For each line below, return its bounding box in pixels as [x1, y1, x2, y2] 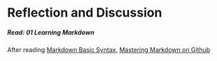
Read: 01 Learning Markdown [7, 28, 95, 36]
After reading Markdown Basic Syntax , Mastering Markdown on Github [7, 46, 211, 54]
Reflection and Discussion [7, 5, 163, 21]
